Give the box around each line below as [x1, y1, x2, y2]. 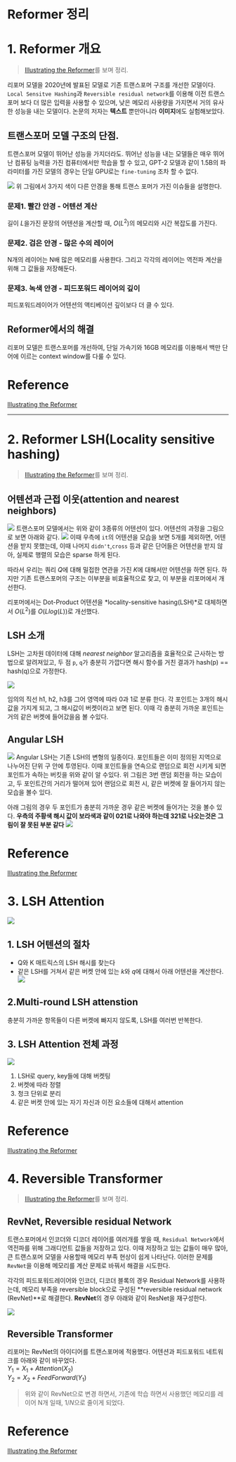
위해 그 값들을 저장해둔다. [7, 264, 77, 273]
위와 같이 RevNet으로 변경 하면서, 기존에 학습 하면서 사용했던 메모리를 [24, 1389, 216, 1398]
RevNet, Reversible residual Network [7, 1215, 172, 1227]
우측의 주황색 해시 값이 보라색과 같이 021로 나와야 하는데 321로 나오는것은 [16, 812, 216, 821]
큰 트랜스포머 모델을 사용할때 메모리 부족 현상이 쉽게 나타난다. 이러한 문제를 [7, 1253, 214, 1261]
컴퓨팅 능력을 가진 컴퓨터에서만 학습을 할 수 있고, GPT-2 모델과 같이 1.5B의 [14, 158, 219, 167]
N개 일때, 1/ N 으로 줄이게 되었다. [37, 1398, 125, 1406]
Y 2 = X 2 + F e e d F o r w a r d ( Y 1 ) [7, 1373, 87, 1383]
